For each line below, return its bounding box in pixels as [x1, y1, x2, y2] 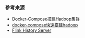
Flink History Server [12, 27, 51, 33]
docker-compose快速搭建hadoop [12, 22, 78, 28]
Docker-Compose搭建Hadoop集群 [12, 16, 80, 22]
